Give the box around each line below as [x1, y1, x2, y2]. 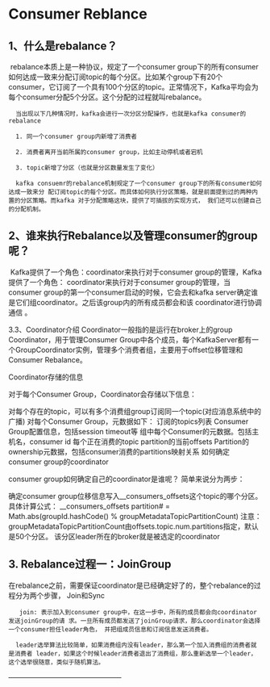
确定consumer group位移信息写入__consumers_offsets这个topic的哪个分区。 [8, 491, 263, 501]
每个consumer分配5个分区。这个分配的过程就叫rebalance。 [8, 92, 206, 102]
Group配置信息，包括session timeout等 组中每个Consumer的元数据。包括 [8, 426, 252, 436]
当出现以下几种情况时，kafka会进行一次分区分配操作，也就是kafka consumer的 [15, 110, 247, 118]
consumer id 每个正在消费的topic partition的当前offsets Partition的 [29, 437, 250, 446]
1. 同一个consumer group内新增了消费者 [15, 132, 137, 140]
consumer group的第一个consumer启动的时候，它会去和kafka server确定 [8, 287, 251, 297]
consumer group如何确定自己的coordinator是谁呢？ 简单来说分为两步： [8, 474, 245, 484]
